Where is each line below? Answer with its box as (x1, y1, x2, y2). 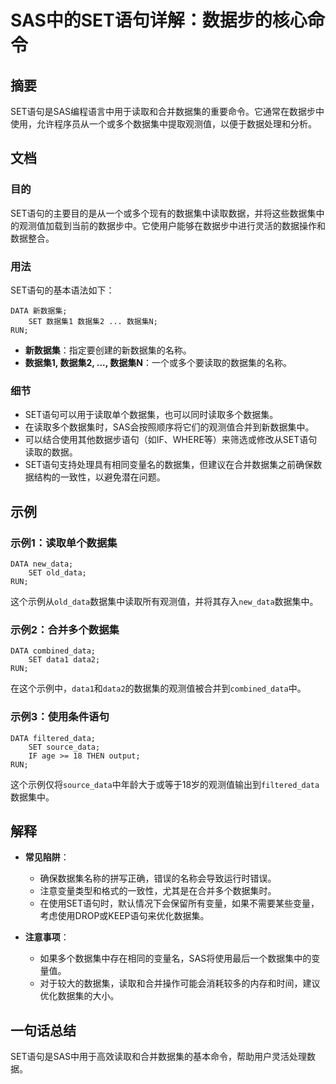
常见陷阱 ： (24, 851, 70, 863)
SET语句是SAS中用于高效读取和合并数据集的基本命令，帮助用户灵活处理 (10, 1051, 308, 1063)
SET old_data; (28, 567, 87, 578)
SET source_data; (28, 742, 101, 752)
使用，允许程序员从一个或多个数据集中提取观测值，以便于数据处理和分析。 (10, 118, 317, 130)
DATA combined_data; (10, 646, 97, 656)
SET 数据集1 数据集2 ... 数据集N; (28, 316, 158, 326)
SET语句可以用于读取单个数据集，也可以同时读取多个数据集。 (24, 409, 279, 421)
